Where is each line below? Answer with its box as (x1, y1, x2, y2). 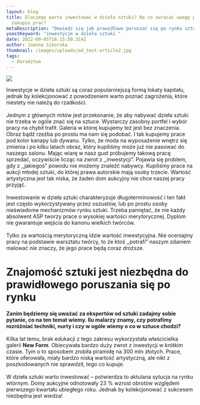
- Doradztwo (11, 58, 42, 64)
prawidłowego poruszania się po (6, 278, 171, 291)
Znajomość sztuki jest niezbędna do (6, 265, 189, 279)
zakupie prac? (11, 20, 46, 26)
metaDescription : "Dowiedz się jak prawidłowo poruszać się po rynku (6, 25, 183, 32)
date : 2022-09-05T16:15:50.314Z (6, 36, 86, 42)
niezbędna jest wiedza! (6, 392, 63, 400)
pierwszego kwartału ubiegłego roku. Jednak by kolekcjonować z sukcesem (6, 386, 193, 393)
